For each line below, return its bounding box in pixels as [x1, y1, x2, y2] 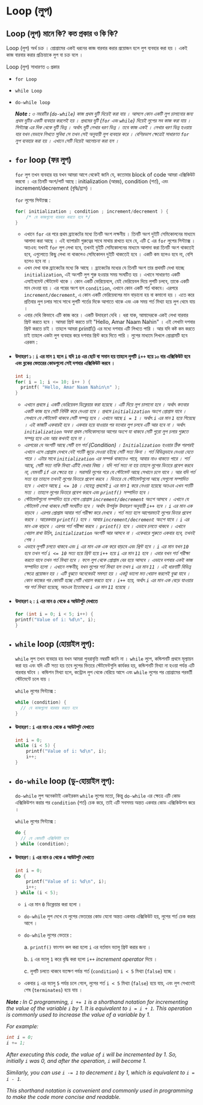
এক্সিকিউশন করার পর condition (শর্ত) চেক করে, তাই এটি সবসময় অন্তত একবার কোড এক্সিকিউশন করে [14, 799, 195, 806]
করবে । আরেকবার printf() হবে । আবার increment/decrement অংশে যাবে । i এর [23, 516, 189, 523]
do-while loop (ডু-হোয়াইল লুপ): [14, 776, 115, 787]
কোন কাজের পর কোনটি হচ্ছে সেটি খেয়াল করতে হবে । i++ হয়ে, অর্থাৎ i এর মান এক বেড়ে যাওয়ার [23, 577, 193, 584]
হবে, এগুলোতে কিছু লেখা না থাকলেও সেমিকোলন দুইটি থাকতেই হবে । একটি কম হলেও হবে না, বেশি [23, 251, 193, 258]
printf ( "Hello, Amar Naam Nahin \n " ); [20, 385, 121, 391]
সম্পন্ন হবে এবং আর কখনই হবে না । [23, 434, 86, 442]
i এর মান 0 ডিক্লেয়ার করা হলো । [23, 901, 82, 908]
